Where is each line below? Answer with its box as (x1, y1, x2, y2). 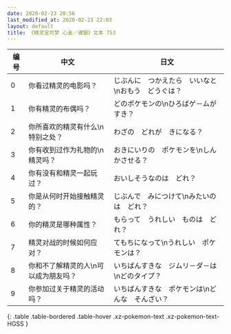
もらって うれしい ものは (113, 215, 203, 224)
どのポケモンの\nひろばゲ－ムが (113, 99, 217, 108)
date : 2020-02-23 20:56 (7, 10, 76, 17)
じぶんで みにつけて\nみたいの (113, 191, 217, 201)
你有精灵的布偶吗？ (28, 104, 91, 114)
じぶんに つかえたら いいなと (113, 76, 217, 86)
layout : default (7, 23, 54, 29)
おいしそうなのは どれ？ (113, 174, 197, 183)
